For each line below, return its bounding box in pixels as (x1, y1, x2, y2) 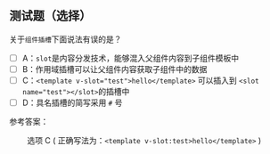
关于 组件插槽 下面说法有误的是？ (9, 34, 122, 45)
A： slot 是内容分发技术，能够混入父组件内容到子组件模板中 (21, 53, 240, 63)
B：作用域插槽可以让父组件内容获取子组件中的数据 (21, 63, 208, 74)
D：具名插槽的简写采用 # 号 (21, 97, 123, 108)
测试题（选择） (9, 8, 92, 24)
